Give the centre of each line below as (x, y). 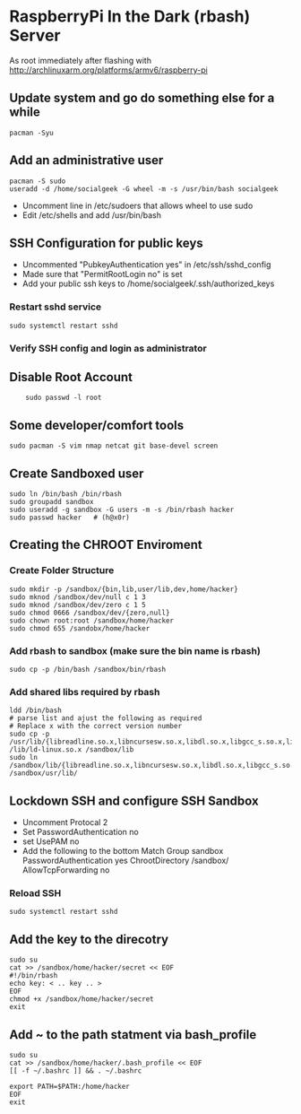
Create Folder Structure (62, 570)
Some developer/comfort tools (97, 425)
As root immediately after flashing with (81, 60)
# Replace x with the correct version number (95, 727)
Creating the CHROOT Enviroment (106, 545)
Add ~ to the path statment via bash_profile (133, 1035)
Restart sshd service (56, 307)
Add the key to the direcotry (89, 939)
